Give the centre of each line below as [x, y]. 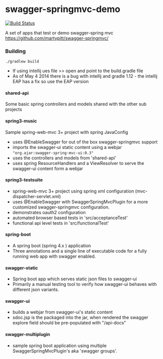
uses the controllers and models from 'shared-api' [64, 158]
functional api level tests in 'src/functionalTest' [61, 223]
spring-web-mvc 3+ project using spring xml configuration [73, 191]
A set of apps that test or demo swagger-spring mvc [59, 33]
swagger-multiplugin [28, 334]
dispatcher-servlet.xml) [37, 196]
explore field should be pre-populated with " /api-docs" [69, 323]
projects [14, 109]
